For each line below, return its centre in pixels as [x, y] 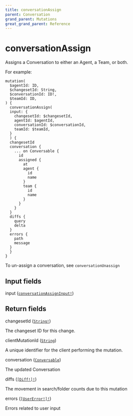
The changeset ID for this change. [40, 330]
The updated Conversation [33, 369]
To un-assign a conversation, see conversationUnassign [62, 265]
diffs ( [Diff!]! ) [21, 379]
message [22, 243]
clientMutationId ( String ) [31, 340]
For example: [19, 72]
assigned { [30, 160]
